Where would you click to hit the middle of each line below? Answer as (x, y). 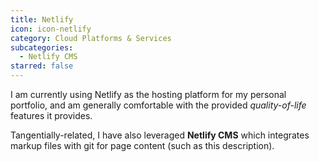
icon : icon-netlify (51, 29)
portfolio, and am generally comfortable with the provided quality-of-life (158, 105)
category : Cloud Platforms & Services (91, 38)
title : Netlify (42, 19)
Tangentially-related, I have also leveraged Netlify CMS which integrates (160, 135)
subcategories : (42, 47)
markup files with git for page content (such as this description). (142, 145)
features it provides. (51, 115)
